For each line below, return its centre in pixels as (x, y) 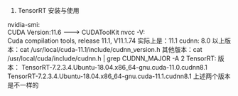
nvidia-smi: (24, 25)
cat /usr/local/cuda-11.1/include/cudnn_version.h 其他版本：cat (111, 49)
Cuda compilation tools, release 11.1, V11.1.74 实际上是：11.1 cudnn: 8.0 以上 (116, 41)
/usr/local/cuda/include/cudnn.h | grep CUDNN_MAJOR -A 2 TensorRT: (112, 58)
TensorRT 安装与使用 (48, 10)
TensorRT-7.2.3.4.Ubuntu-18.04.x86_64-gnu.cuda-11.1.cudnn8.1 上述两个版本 (119, 76)
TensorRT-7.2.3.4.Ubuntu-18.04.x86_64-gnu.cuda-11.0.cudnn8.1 (114, 67)
